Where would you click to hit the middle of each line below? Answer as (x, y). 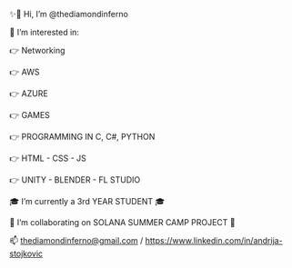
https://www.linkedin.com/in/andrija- (214, 240)
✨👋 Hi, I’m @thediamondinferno (69, 14)
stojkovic (26, 253)
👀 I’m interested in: (45, 32)
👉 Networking (37, 50)
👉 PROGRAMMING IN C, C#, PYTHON (82, 137)
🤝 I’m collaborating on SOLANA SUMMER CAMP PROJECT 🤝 (122, 222)
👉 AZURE (29, 94)
